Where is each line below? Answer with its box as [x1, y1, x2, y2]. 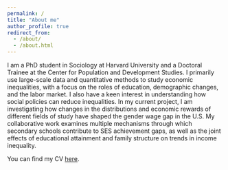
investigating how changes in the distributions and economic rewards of [7, 105, 212, 113]
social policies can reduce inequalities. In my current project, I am [7, 98, 193, 105]
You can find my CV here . [7, 155, 80, 162]
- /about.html [13, 42, 54, 49]
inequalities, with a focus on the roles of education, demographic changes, [7, 83, 218, 91]
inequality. [7, 142, 36, 149]
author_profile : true [7, 23, 69, 30]
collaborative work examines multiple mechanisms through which [7, 120, 192, 127]
